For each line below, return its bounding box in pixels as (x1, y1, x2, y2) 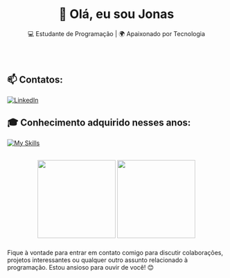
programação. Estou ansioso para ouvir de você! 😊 (7, 263, 154, 272)
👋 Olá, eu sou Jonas (58, 6, 175, 22)
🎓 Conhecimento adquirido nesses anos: (7, 117, 191, 129)
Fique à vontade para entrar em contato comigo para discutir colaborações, (7, 249, 224, 257)
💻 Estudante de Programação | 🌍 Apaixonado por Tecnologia (27, 29, 206, 37)
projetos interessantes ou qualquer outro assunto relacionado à (7, 256, 188, 264)
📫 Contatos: (7, 74, 64, 86)
